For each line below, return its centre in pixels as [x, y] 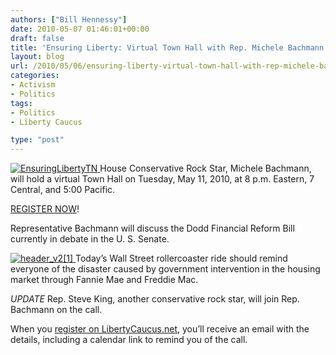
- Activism [33, 85]
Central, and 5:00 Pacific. [63, 190]
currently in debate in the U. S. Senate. [90, 239]
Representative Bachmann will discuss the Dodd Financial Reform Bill [152, 228]
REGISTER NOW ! [45, 209]
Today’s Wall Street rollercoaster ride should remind [181, 258]
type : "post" [37, 140]
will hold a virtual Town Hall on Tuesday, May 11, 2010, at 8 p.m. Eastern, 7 [162, 179]
